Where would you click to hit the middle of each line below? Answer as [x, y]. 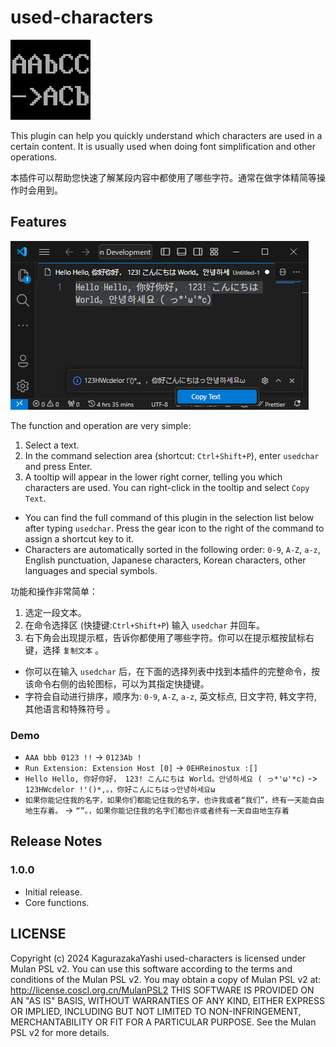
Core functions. [57, 902]
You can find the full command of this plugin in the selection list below [169, 517]
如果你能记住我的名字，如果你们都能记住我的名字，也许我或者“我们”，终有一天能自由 [174, 801]
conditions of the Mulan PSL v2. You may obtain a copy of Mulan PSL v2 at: [166, 979]
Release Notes [56, 841]
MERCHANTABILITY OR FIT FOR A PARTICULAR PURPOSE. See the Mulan [163, 1022]
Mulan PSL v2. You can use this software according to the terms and [151, 968]
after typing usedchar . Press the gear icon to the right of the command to [174, 528]
